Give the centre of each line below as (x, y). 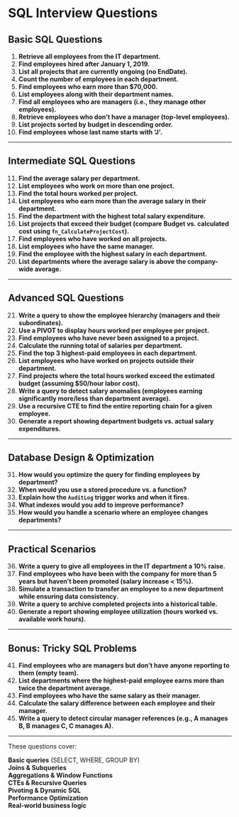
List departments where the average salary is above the (102, 261)
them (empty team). (48, 673)
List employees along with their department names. (96, 94)
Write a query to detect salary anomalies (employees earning (110, 391)
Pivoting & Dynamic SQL (44, 791)
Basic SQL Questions (55, 39)
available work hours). (52, 619)
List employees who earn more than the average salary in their (112, 201)
